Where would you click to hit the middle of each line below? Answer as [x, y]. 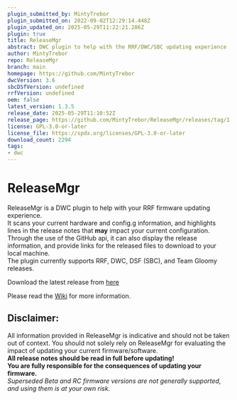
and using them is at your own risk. [59, 388]
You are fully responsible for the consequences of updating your [105, 365]
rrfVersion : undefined [41, 93]
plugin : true [27, 34]
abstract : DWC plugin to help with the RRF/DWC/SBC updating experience [117, 47]
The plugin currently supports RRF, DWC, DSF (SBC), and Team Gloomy [112, 260]
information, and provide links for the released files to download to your [112, 246]
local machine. [29, 253]
